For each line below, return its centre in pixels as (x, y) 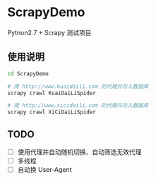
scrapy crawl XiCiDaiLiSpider (52, 112)
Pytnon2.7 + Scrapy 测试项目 (49, 32)
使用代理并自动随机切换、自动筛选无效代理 (79, 151)
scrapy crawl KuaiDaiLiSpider (52, 93)
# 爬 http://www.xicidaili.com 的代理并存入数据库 (78, 106)
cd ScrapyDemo (28, 74)
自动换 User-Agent (44, 170)
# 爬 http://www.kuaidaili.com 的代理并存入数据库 (78, 86)
